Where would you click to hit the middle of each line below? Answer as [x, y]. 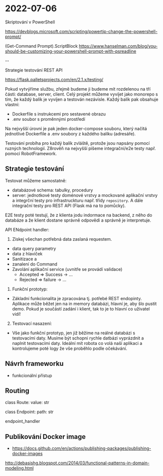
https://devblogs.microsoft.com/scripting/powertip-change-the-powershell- [81, 31]
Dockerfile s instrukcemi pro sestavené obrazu [59, 114]
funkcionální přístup [32, 375]
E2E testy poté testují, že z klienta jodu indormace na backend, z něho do [79, 215]
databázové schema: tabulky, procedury [53, 190]
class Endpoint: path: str [29, 412]
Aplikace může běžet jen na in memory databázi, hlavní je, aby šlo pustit [84, 304]
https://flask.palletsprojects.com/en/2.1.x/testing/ [54, 79]
